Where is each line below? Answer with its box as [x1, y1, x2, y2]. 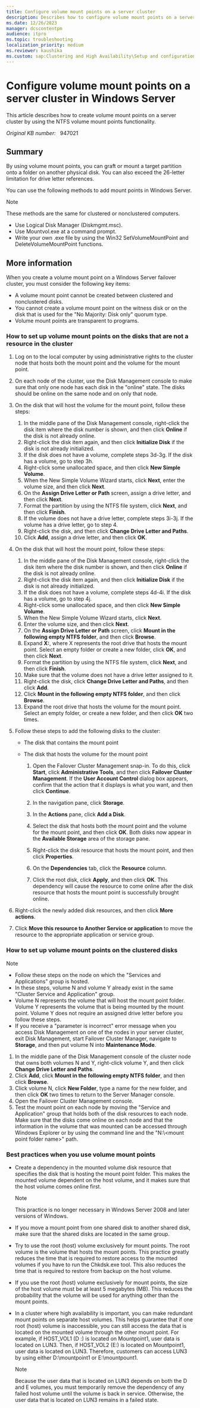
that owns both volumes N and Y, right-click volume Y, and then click [14, 1059, 185, 1066]
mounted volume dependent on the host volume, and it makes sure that [14, 1177, 190, 1184]
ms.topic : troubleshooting [6, 36, 73, 42]
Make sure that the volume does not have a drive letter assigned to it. [23, 671, 194, 679]
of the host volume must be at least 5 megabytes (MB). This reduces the [14, 1285, 192, 1293]
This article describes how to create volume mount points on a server [6, 111, 177, 118]
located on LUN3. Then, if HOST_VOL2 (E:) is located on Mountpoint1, [14, 1342, 186, 1349]
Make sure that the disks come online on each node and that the [14, 1116, 173, 1123]
